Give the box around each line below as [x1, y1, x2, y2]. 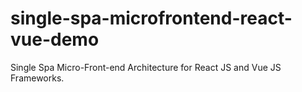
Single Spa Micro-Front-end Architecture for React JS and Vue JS [10, 61, 282, 73]
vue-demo [10, 28, 100, 51]
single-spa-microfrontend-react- [10, 7, 293, 30]
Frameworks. [10, 72, 65, 84]
